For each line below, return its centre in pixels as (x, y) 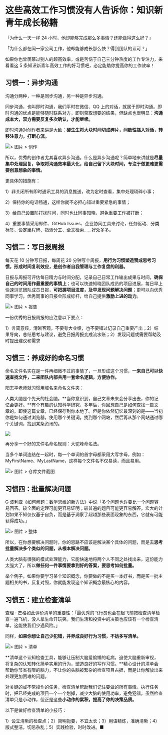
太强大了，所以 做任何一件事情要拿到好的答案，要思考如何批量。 (71, 566)
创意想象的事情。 (27, 170)
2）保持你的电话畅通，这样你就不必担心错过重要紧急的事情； (68, 202)
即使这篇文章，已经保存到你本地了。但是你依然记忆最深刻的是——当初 (90, 411)
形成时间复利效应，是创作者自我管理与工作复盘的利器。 (71, 266)
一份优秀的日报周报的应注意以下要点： (44, 317)
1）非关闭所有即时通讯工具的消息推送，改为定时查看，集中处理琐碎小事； (80, 191)
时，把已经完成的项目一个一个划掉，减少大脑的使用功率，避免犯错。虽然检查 (84, 693)
